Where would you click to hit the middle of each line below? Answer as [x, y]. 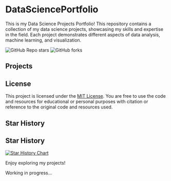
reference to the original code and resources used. [59, 107]
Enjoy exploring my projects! [35, 163]
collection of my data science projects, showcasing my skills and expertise [84, 29]
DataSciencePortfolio [52, 10]
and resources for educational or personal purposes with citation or [77, 102]
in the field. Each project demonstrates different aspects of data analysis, [83, 34]
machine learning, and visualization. [43, 40]
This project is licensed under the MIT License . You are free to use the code [85, 96]
